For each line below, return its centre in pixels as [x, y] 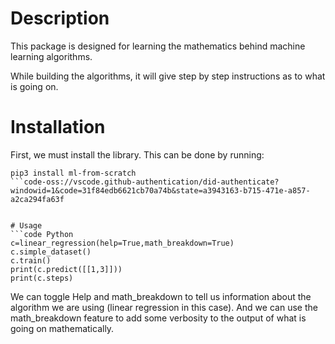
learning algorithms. [51, 56]
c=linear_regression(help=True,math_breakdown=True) [122, 243]
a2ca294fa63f [37, 199]
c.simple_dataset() [51, 252]
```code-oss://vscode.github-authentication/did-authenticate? [145, 182]
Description [60, 18]
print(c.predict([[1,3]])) [66, 269]
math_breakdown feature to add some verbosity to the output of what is [158, 318]
